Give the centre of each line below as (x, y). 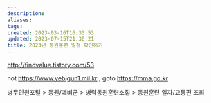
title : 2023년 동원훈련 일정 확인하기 (55, 45)
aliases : (20, 20)
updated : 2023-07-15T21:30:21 (51, 39)
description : (26, 13)
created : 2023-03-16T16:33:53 (51, 33)
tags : (15, 26)
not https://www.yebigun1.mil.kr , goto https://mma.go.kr (88, 78)
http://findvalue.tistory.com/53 (51, 65)
